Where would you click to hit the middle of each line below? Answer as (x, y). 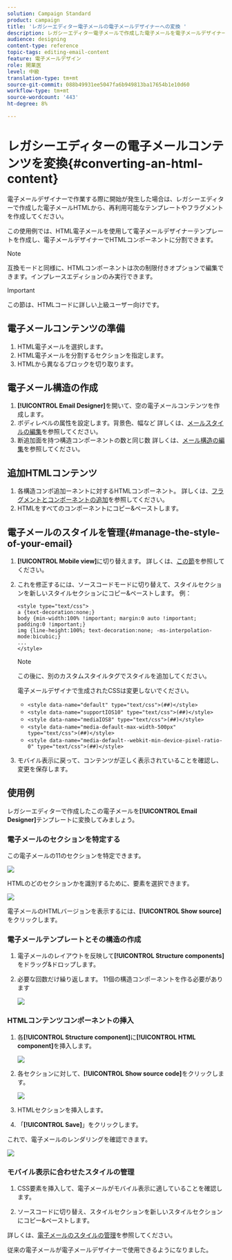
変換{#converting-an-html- (124, 164)
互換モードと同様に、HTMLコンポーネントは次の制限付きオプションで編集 (113, 268)
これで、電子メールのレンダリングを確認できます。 (79, 1139)
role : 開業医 (24, 65)
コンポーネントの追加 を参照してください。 (108, 500)
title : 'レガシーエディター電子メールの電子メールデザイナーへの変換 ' (97, 26)
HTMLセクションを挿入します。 (62, 1110)
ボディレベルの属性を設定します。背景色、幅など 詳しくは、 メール (111, 423)
